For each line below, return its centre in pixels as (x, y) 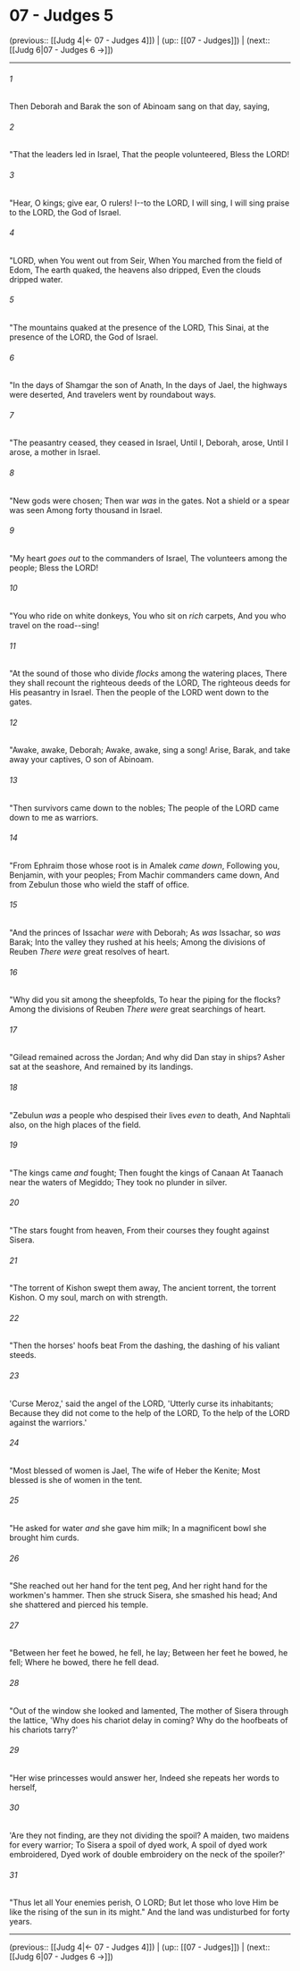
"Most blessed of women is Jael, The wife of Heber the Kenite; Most (135, 1470)
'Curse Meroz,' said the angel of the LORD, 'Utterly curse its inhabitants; (142, 1403)
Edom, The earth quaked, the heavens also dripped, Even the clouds (135, 270)
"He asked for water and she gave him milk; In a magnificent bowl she (138, 1529)
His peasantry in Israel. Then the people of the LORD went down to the (139, 693)
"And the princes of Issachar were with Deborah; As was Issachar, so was (145, 932)
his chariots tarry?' (44, 1730)
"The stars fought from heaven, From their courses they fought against (139, 1230)
